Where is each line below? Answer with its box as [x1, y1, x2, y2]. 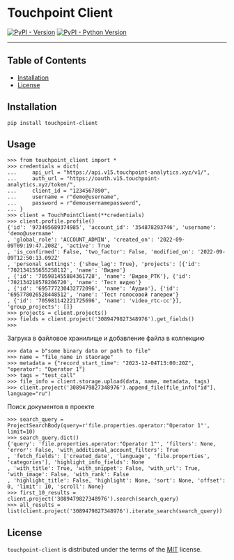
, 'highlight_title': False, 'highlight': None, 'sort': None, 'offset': [7, 477, 226, 485]
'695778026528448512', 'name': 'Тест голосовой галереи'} [7, 291, 179, 298]
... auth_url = [7, 175, 64, 182]
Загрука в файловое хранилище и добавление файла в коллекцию [7, 334, 205, 343]
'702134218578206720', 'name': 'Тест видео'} [7, 279, 141, 286]
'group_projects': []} [7, 304, 73, 311]
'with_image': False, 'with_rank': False [7, 471, 130, 478]
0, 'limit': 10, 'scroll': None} [7, 483, 104, 490]
